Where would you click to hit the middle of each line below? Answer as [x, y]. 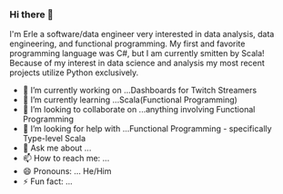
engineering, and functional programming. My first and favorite [127, 44]
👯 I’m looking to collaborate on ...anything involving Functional [139, 110]
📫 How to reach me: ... [66, 159]
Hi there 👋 [32, 15]
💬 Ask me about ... [57, 148]
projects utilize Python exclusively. [74, 73]
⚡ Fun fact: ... [47, 181]
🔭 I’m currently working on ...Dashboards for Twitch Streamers [140, 91]
